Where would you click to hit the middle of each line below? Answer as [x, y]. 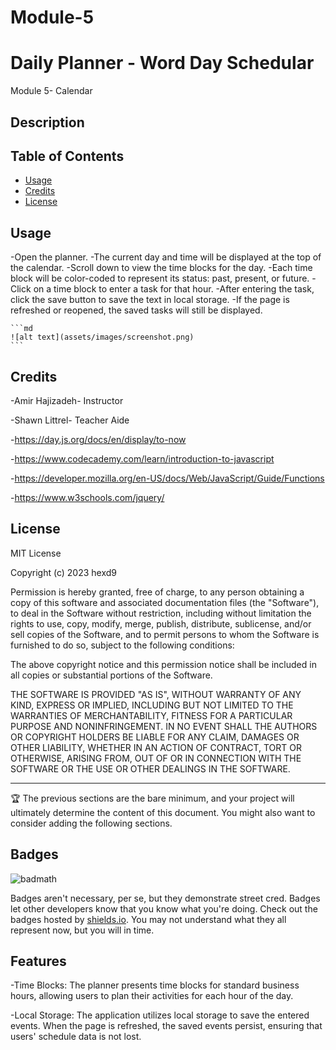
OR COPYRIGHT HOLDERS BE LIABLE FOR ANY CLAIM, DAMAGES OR [155, 737]
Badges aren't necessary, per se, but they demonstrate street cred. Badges [165, 898]
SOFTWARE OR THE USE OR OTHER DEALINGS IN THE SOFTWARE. [150, 768]
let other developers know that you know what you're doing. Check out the [164, 908]
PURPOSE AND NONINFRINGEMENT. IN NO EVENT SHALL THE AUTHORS [164, 726]
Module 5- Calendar [51, 91]
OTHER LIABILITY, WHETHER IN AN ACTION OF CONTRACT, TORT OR [156, 747]
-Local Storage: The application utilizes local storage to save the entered [160, 1015]
